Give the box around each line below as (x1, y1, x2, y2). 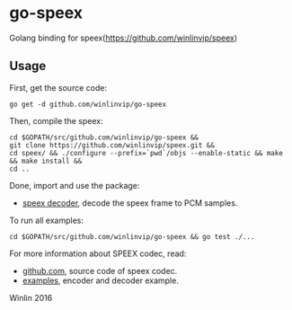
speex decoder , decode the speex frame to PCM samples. (22, 197, 238, 208)
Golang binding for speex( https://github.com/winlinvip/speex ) (9, 32, 238, 43)
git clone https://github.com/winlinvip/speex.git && (9, 140, 216, 150)
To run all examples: (9, 215, 84, 226)
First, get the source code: (9, 82, 108, 93)
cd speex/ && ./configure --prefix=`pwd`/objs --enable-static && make (9, 148, 283, 157)
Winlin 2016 (9, 292, 53, 303)
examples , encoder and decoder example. (22, 275, 180, 286)
